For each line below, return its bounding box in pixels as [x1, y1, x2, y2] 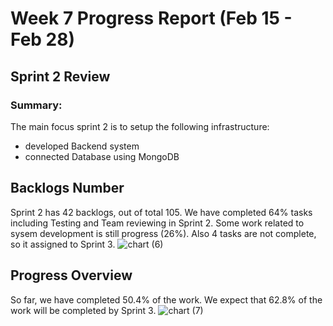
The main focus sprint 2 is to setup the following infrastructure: [10, 120, 270, 132]
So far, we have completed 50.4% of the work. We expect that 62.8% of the [10, 293, 323, 306]
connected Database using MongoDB [24, 150, 180, 162]
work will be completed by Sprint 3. [10, 304, 157, 316]
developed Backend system [24, 140, 140, 152]
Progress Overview [10, 267, 133, 284]
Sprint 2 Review [10, 68, 111, 85]
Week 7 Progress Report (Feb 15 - [10, 7, 293, 30]
